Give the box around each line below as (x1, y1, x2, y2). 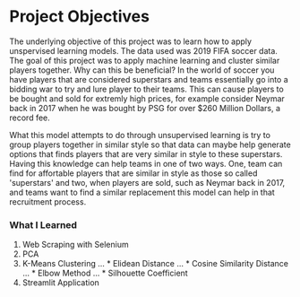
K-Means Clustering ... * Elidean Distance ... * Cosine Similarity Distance (21, 258, 289, 269)
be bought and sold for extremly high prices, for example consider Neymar (9, 92, 285, 104)
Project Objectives (9, 6, 150, 27)
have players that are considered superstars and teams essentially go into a (9, 74, 288, 84)
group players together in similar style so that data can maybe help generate (9, 139, 291, 150)
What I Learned (9, 218, 78, 231)
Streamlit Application (21, 277, 100, 288)
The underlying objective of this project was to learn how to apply (9, 36, 253, 47)
